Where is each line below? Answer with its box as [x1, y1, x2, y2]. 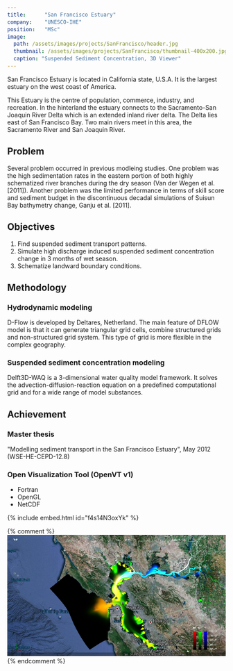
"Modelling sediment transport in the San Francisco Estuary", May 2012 [7, 445, 212, 454]
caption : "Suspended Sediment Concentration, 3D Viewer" [13, 56, 182, 63]
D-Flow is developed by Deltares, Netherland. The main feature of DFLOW [7, 318, 219, 326]
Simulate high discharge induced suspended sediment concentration [17, 247, 214, 255]
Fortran [17, 486, 39, 494]
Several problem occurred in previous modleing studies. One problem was [7, 164, 220, 172]
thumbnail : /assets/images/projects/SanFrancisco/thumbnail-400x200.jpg [13, 48, 228, 55]
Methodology [7, 281, 67, 293]
